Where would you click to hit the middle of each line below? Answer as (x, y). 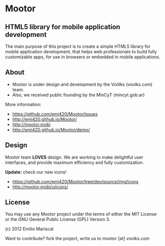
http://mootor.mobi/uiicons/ (40, 187)
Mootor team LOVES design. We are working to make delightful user (74, 157)
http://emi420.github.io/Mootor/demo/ (51, 129)
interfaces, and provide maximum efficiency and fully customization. (75, 162)
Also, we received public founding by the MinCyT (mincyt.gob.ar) (78, 95)
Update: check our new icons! (36, 172)
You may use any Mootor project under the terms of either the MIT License (81, 214)
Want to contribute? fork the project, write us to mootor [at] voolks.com (77, 239)
